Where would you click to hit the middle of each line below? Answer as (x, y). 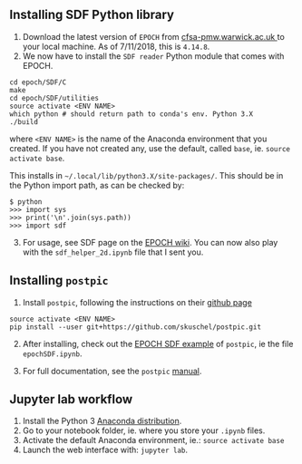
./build (24, 121)
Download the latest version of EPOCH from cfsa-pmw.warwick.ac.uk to (154, 36)
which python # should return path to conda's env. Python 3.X (132, 114)
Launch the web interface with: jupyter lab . (105, 450)
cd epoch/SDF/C (38, 82)
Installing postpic (59, 280)
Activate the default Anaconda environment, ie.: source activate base (153, 440)
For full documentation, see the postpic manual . (112, 371)
